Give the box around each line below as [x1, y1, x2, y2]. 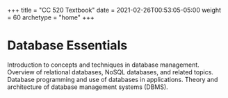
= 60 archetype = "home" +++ [7, 13, 95, 22]
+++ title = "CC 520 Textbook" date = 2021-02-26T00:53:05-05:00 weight [7, 6, 221, 14]
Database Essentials [7, 38, 128, 54]
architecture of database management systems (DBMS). [7, 83, 168, 91]
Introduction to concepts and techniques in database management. [7, 60, 199, 69]
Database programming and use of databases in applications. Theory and [7, 75, 218, 83]
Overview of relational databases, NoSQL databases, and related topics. [7, 67, 214, 76]
